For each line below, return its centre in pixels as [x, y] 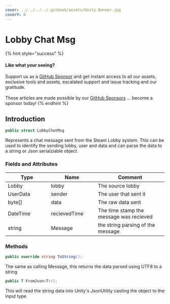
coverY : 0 [16, 15]
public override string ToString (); [44, 257]
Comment [130, 177]
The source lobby [119, 186]
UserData [19, 194]
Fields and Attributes [32, 164]
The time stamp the [121, 210]
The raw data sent [119, 202]
